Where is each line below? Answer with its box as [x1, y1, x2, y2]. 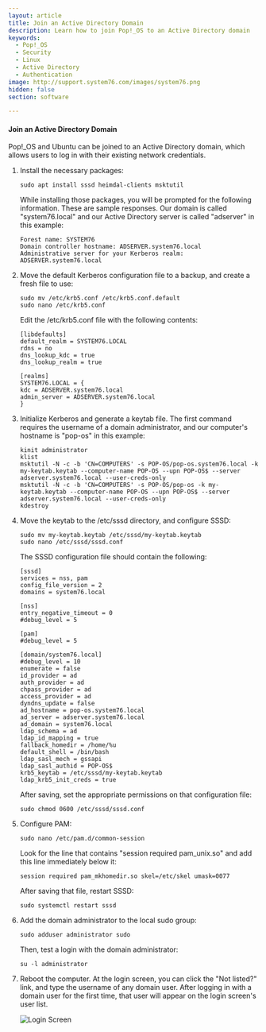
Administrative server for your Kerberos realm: [19, 249, 184, 258]
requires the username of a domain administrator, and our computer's [19, 423, 249, 432]
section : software [8, 93, 69, 101]
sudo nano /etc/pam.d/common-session [19, 835, 145, 843]
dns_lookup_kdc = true [19, 351, 95, 360]
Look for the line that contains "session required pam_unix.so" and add [19, 848, 253, 858]
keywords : [8, 33, 41, 42]
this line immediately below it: [19, 857, 117, 867]
